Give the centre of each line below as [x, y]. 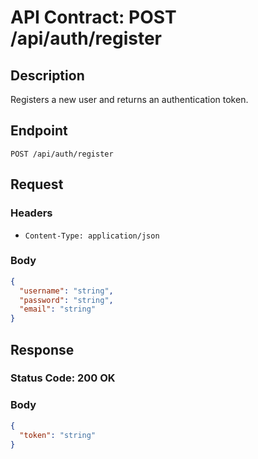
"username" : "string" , [66, 291]
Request [37, 184]
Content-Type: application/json [92, 236]
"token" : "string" [58, 435]
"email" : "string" [58, 309]
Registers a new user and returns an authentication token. [129, 99]
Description [47, 75]
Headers [31, 213]
